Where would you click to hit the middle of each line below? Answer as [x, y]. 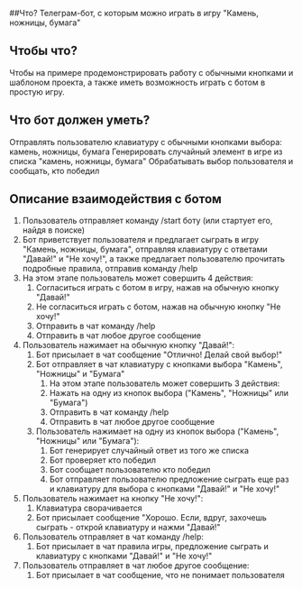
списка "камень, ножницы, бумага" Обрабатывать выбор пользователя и [151, 161]
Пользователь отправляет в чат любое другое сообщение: [136, 566]
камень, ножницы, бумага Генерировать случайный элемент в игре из [146, 152]
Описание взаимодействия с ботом [116, 199]
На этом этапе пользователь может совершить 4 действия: [138, 278]
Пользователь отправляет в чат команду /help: [113, 537]
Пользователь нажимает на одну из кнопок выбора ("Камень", [157, 431]
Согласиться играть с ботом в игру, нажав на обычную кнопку [157, 288]
